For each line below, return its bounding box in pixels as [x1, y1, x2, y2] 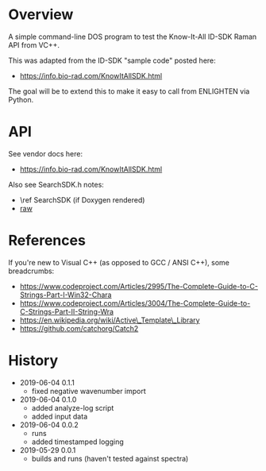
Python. [8, 95, 34, 104]
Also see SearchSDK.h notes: [8, 180, 105, 189]
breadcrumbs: [8, 266, 55, 276]
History [8, 352, 59, 369]
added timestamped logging [31, 437, 125, 446]
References [8, 232, 86, 249]
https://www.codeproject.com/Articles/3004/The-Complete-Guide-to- [19, 298, 251, 307]
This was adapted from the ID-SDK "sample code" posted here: [8, 56, 216, 65]
